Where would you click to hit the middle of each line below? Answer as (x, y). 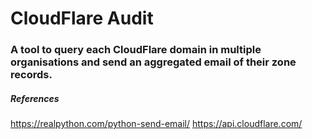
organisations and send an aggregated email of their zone (153, 62)
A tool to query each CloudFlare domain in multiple (136, 50)
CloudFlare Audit (82, 18)
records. (31, 75)
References (35, 98)
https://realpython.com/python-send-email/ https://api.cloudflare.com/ (156, 124)
